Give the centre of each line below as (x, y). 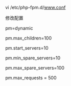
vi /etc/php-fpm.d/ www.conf (35, 7)
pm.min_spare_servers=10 (33, 58)
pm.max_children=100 (29, 38)
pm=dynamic (19, 28)
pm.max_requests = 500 (31, 78)
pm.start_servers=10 (27, 48)
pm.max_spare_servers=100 (35, 68)
